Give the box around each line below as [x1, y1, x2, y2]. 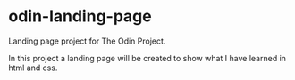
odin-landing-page [8, 6, 153, 27]
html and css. [8, 62, 58, 73]
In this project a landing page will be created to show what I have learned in [8, 52, 287, 63]
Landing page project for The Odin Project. [8, 36, 166, 46]
